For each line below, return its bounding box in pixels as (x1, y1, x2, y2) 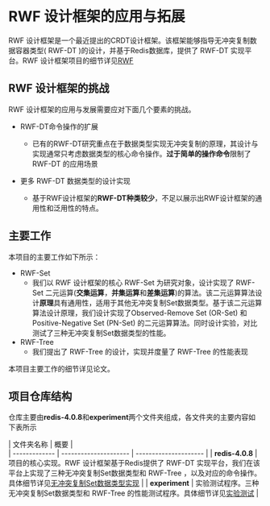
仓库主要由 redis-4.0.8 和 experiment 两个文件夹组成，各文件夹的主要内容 (8, 413, 249, 422)
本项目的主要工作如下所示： (8, 251, 101, 262)
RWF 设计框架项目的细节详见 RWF (22, 56, 135, 65)
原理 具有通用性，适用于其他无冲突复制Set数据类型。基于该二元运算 (39, 297, 263, 307)
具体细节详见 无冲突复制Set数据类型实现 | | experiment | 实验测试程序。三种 (8, 479, 260, 488)
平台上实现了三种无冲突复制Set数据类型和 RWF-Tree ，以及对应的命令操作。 (8, 468, 262, 478)
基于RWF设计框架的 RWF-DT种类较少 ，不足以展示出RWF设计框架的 (31, 193, 255, 202)
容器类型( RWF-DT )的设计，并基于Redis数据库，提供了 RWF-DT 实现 (15, 45, 245, 55)
